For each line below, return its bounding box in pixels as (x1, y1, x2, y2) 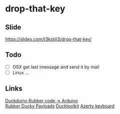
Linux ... (12, 69, 29, 75)
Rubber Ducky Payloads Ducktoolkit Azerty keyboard (5, 103, 115, 109)
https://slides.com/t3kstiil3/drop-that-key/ (5, 36, 92, 42)
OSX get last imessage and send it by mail (12, 63, 99, 70)
